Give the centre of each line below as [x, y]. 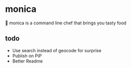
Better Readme [27, 61]
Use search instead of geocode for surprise [57, 50]
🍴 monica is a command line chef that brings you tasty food [66, 23]
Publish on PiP [27, 56]
